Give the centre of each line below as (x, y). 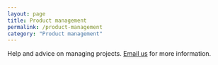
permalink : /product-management (55, 27)
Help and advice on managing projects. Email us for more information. (109, 54)
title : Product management (47, 20)
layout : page (27, 14)
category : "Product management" (55, 34)
